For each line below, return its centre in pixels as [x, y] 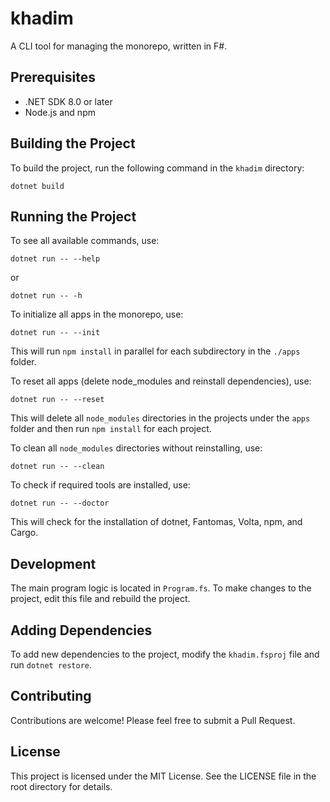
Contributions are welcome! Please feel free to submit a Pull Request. [153, 720]
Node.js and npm [60, 112]
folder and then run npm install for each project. [111, 429]
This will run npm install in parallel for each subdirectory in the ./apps [155, 351]
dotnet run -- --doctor [60, 503]
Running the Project [73, 216]
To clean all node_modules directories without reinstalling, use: [136, 448]
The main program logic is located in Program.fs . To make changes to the [161, 588]
